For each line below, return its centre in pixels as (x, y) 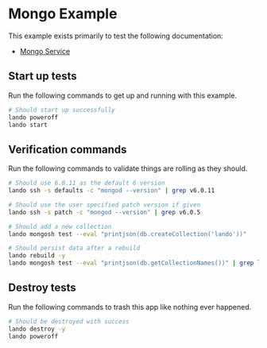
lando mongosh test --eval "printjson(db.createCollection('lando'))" (128, 234)
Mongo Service (45, 51)
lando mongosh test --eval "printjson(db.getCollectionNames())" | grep (131, 263)
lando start (28, 125)
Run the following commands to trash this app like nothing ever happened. (130, 307)
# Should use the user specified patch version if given (104, 205)
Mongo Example (63, 14)
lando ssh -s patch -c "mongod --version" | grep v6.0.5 (104, 212)
